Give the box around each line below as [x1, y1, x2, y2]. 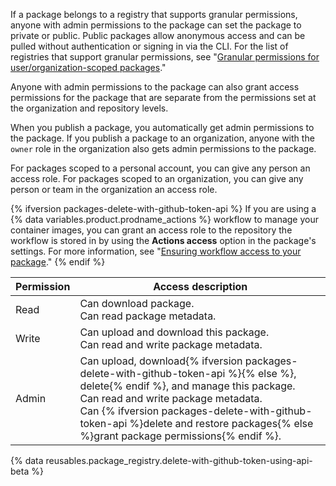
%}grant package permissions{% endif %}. [79, 429, 282, 443]
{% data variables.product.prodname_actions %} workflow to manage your [10, 214, 320, 225]
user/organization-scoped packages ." [10, 62, 167, 73]
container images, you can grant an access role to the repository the [10, 224, 293, 236]
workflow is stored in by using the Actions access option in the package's [10, 235, 317, 246]
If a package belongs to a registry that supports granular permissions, [10, 9, 298, 20]
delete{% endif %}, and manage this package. [79, 379, 296, 393]
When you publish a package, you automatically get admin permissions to [10, 122, 315, 133]
